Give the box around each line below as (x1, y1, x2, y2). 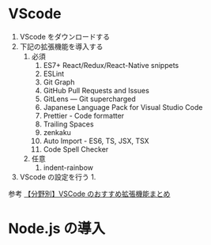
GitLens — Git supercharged (43, 94, 136, 104)
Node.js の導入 (8, 220, 106, 238)
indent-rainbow (43, 163, 93, 172)
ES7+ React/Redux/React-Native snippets (43, 60, 179, 70)
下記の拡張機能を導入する (19, 41, 104, 51)
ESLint (43, 69, 65, 78)
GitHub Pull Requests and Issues (43, 85, 150, 95)
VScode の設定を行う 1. (19, 171, 96, 182)
